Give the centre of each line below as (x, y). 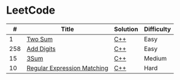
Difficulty (157, 29)
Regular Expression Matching (67, 68)
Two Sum (40, 39)
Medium (156, 58)
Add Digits (41, 49)
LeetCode (31, 10)
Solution (126, 29)
